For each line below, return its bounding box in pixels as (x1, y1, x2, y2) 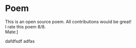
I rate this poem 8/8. (5, 24, 46, 29)
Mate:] (5, 29, 19, 35)
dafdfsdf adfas (5, 38, 35, 44)
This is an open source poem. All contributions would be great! (5, 19, 132, 24)
